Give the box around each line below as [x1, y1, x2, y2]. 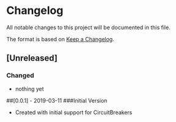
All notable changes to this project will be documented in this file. [6, 24, 171, 31]
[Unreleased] [6, 53, 58, 64]
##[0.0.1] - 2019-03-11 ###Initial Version [6, 97, 108, 104]
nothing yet [15, 85, 44, 92]
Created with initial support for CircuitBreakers [15, 109, 133, 116]
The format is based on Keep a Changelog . [6, 35, 114, 42]
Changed [6, 71, 35, 80]
